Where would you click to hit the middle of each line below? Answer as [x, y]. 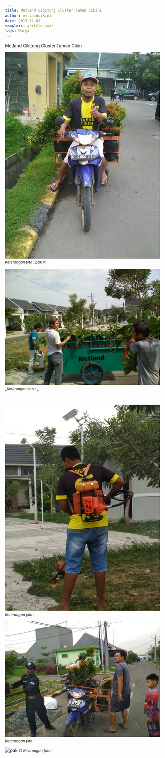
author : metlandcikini [28, 15]
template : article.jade [29, 26]
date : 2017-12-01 [23, 21]
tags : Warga [17, 31]
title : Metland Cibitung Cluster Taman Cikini [54, 10]
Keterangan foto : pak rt [25, 262]
